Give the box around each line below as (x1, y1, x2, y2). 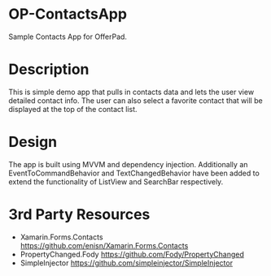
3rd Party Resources (8, 205, 151, 223)
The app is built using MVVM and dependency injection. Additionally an (8, 159, 248, 169)
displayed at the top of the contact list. (8, 104, 138, 114)
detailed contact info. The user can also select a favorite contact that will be (8, 95, 263, 106)
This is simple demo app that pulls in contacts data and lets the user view (8, 87, 255, 97)
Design (8, 133, 58, 151)
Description (8, 60, 90, 79)
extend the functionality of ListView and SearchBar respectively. (8, 176, 224, 187)
